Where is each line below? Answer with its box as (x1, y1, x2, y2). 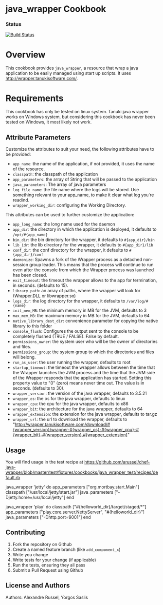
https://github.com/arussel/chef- (84, 459, 150, 464)
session (12, 262, 29, 268)
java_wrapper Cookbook (5, 3, 107, 15)
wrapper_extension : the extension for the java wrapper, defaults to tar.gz (12, 411, 157, 417)
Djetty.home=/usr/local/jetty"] (5, 494, 65, 500)
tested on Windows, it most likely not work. (5, 119, 92, 125)
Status (5, 21, 21, 28)
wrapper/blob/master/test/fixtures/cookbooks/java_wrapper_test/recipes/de (5, 469, 158, 475)
